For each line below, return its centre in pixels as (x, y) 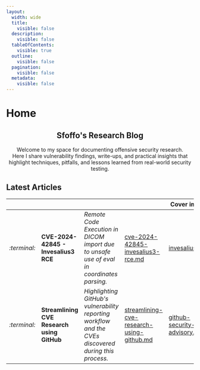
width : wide (26, 17)
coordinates (101, 274)
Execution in (101, 229)
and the (95, 328)
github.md (138, 340)
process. (96, 358)
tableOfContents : (33, 45)
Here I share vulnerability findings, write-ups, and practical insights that (100, 156)
